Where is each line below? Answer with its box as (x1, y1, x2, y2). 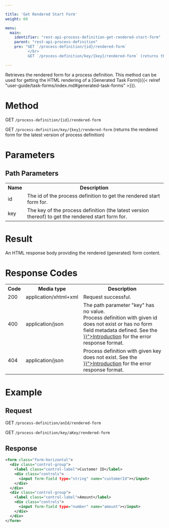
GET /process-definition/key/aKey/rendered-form (5, 430, 110, 436)
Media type (38, 285, 66, 292)
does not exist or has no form (83, 321, 152, 328)
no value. (83, 308, 105, 315)
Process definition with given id (83, 314, 157, 322)
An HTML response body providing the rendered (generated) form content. (5, 250, 161, 256)
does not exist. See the (83, 354, 137, 361)
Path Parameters (5, 169, 59, 178)
